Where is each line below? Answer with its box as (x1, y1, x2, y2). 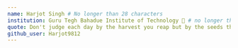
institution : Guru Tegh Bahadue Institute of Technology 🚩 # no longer (7, 17, 223, 24)
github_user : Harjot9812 (7, 30, 81, 37)
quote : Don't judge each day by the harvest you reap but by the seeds (7, 23, 223, 30)
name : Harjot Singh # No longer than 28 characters (7, 10, 163, 18)
